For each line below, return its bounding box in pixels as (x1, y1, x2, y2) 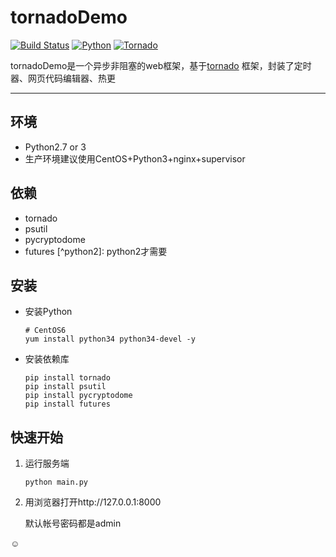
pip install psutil (24, 382, 107, 392)
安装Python (24, 306, 73, 318)
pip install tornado (24, 373, 111, 383)
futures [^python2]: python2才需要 (24, 245, 168, 257)
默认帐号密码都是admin (24, 517, 122, 530)
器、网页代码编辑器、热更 (10, 72, 116, 84)
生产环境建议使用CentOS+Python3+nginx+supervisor (24, 152, 246, 165)
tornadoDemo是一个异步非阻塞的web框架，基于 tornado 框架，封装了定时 (10, 59, 312, 71)
